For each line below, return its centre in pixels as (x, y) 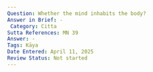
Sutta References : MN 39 (43, 33)
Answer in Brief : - (35, 20)
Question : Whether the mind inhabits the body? (77, 13)
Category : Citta (33, 26)
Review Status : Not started (48, 58)
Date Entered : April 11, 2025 (51, 52)
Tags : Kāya (23, 45)
